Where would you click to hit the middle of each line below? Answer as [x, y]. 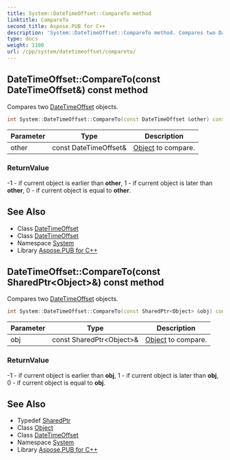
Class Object [35, 428]
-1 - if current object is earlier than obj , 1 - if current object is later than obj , [113, 375]
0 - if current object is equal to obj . [56, 383]
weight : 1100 [26, 45]
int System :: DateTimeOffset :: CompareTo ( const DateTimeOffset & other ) [108, 119]
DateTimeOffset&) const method [78, 90]
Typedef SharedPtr [44, 421]
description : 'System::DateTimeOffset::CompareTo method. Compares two [111, 33]
